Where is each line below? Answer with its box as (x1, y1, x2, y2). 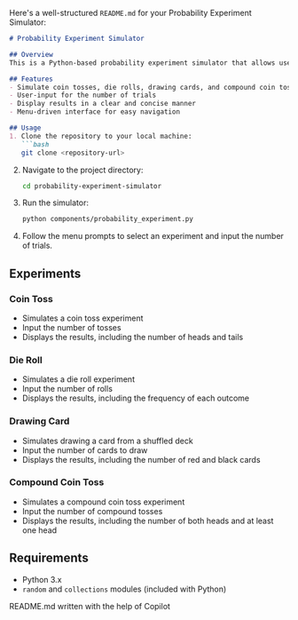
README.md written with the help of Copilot (9, 600, 171, 611)
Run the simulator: (21, 197, 89, 208)
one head (21, 524, 58, 536)
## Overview (9, 50, 53, 59)
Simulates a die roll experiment (21, 374, 136, 385)
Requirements (9, 551, 89, 566)
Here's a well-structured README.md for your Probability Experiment (9, 8, 253, 18)
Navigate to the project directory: (21, 164, 144, 175)
